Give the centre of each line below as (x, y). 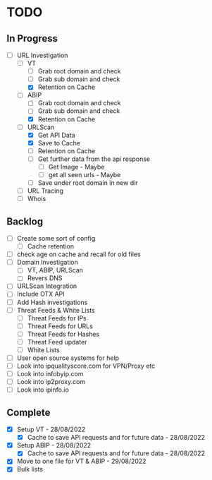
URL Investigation (42, 55)
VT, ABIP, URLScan (55, 270)
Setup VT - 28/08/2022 (51, 430)
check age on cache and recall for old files (79, 254)
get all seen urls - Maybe (85, 174)
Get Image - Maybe (76, 167)
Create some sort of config (56, 238)
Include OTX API (40, 294)
